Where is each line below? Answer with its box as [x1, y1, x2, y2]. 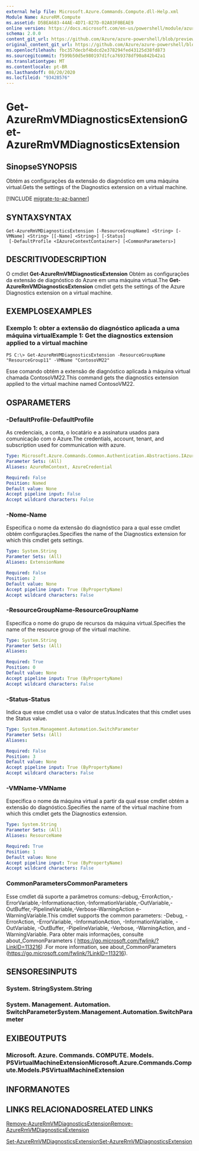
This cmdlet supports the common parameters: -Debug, [47, 912, 184, 919]
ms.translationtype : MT [6, 58, 65, 64]
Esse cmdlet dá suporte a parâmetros [6, 893, 98, 900]
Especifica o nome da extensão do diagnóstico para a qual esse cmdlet [6, 524, 181, 531]
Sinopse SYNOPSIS [6, 161, 78, 172]
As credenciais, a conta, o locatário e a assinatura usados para [6, 429, 160, 436]
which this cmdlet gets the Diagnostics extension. [6, 810, 127, 817]
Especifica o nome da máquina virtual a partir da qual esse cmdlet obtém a [6, 798, 189, 805]
